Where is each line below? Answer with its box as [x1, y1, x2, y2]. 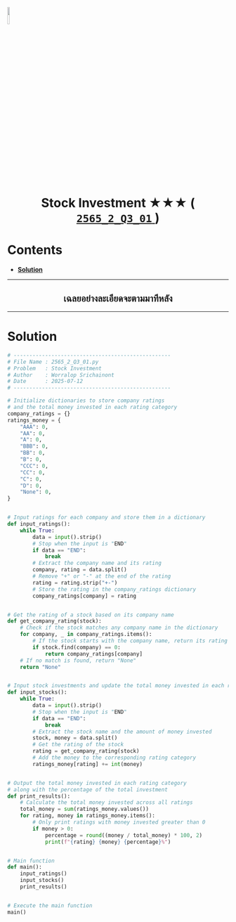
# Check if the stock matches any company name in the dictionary [20, 624, 218, 632]
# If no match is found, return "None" [20, 657, 137, 664]
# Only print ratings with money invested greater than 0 [32, 819, 206, 826]
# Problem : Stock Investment [7, 365, 102, 372]
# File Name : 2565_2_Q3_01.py [7, 358, 99, 365]
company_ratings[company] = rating [32, 592, 137, 599]
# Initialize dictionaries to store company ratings [7, 397, 165, 404]
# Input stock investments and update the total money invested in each [7, 682, 225, 689]
